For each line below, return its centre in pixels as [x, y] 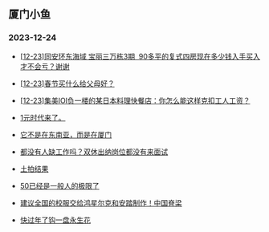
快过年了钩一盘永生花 [55, 220]
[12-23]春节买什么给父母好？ [67, 83]
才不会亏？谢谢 [45, 66]
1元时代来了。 [43, 117]
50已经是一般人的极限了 [59, 185]
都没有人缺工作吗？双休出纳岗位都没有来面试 [94, 152]
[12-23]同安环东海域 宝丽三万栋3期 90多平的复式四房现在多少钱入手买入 [140, 56]
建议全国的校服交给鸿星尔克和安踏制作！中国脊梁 [101, 202]
